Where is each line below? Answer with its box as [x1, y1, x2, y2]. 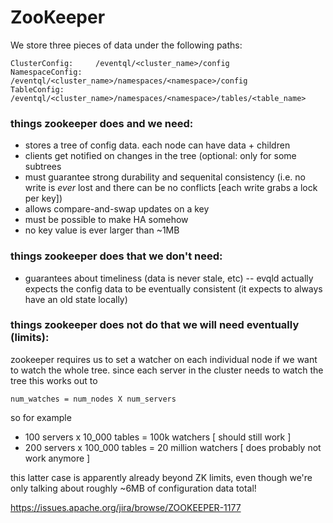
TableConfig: [10, 84, 65, 95]
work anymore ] [24, 452, 91, 464]
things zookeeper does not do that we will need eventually [10, 318, 300, 332]
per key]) [24, 192, 63, 205]
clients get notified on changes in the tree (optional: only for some [24, 150, 297, 162]
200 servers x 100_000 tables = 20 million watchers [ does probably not [24, 441, 322, 453]
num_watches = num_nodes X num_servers [10, 394, 177, 404]
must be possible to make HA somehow [24, 214, 189, 226]
